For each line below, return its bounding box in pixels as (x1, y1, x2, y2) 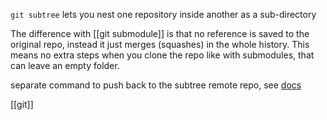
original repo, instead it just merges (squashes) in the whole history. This (10, 39, 310, 50)
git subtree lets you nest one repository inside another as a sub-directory (10, 9, 317, 20)
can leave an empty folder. (10, 60, 120, 71)
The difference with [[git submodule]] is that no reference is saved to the (10, 28, 310, 39)
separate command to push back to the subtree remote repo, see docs (10, 79, 302, 91)
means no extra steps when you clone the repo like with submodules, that (10, 49, 315, 61)
